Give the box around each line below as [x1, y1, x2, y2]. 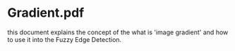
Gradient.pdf [7, 5, 85, 21]
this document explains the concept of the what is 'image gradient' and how [7, 28, 229, 36]
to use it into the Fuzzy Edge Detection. [7, 35, 122, 43]
